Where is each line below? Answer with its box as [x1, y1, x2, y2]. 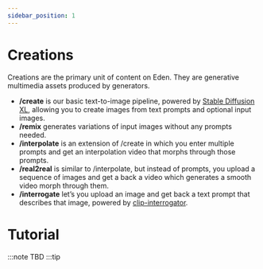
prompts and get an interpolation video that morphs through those [18, 146, 236, 156]
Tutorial [7, 225, 60, 244]
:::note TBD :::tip [7, 251, 61, 261]
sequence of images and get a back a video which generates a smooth [18, 172, 252, 181]
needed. [18, 130, 47, 139]
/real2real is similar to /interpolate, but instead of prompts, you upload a [18, 164, 256, 173]
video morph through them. [18, 181, 109, 190]
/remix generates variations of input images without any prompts [18, 121, 232, 131]
